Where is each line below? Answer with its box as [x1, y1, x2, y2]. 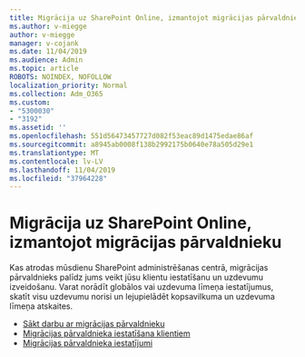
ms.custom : [9, 97, 51, 107]
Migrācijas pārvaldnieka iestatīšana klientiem [22, 328, 191, 339]
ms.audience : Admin [9, 55, 84, 64]
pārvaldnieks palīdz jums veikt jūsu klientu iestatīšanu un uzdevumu [9, 272, 264, 283]
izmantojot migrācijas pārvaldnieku [9, 233, 282, 253]
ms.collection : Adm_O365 [9, 89, 103, 98]
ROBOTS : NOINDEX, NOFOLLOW [9, 73, 112, 82]
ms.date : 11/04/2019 [9, 47, 88, 56]
